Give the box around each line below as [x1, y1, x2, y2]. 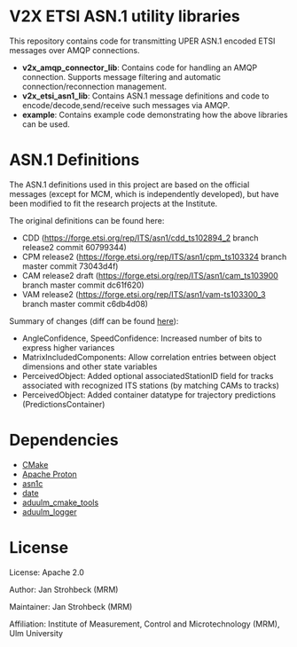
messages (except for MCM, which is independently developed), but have [9, 188, 279, 199]
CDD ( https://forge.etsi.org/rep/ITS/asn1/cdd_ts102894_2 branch [21, 233, 259, 243]
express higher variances [21, 342, 115, 352]
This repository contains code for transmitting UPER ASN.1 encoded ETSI [9, 36, 276, 46]
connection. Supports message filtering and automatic [21, 71, 222, 82]
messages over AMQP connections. [9, 44, 140, 55]
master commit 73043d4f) [21, 260, 119, 272]
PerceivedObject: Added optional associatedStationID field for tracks [21, 370, 274, 381]
